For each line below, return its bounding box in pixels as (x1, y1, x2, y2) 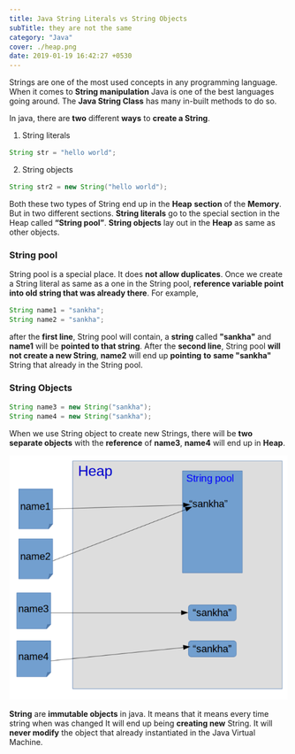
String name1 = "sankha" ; (9, 306, 104, 315)
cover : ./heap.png (9, 42, 77, 51)
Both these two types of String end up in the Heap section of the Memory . (9, 198, 282, 209)
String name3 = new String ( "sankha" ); (9, 403, 152, 412)
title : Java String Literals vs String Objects (9, 14, 188, 23)
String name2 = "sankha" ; (9, 315, 104, 325)
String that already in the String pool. (9, 359, 143, 370)
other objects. (9, 227, 60, 237)
